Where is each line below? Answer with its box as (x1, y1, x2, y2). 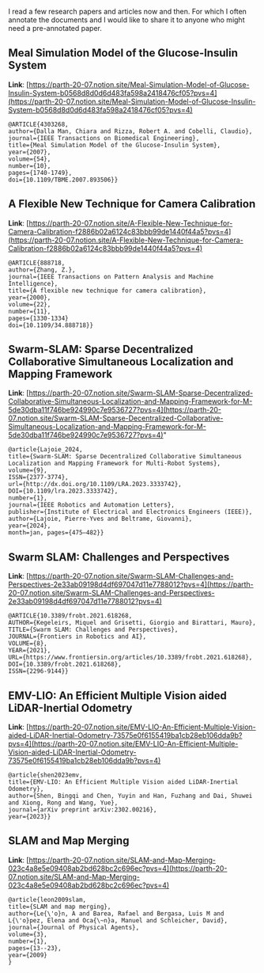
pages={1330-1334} (8, 314, 69, 322)
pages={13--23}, (8, 944, 62, 952)
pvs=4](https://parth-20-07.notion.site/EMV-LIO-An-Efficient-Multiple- (8, 739, 239, 749)
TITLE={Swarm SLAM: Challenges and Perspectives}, (8, 625, 179, 634)
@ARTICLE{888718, (8, 259, 66, 267)
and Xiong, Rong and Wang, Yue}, (8, 799, 119, 807)
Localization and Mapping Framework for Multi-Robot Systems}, (8, 459, 221, 468)
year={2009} (8, 951, 47, 959)
